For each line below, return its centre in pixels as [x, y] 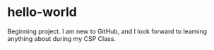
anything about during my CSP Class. [62, 38]
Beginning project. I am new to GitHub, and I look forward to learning [107, 31]
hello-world [42, 12]
